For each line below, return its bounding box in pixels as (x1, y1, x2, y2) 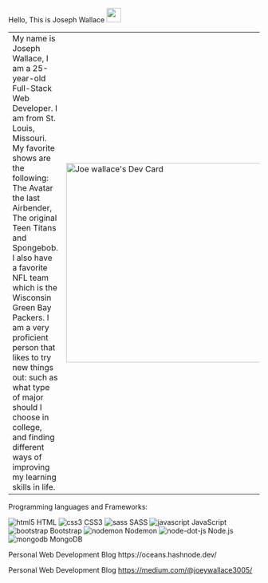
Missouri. (12, 132, 47, 144)
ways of (12, 451, 42, 463)
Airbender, (12, 203, 53, 213)
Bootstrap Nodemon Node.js (49, 526, 234, 535)
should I (12, 402, 42, 412)
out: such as (12, 372, 58, 383)
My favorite (12, 143, 55, 153)
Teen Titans (12, 223, 57, 233)
